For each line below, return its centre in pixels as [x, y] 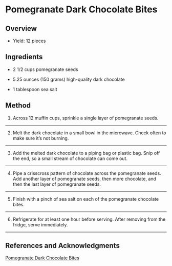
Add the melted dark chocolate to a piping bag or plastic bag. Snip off [86, 153]
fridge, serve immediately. [40, 224]
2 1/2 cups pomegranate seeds [45, 69]
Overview [21, 29]
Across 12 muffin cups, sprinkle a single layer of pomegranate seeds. [85, 118]
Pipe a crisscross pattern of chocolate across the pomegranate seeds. [87, 173]
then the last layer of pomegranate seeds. [57, 184]
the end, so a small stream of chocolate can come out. [70, 158]
